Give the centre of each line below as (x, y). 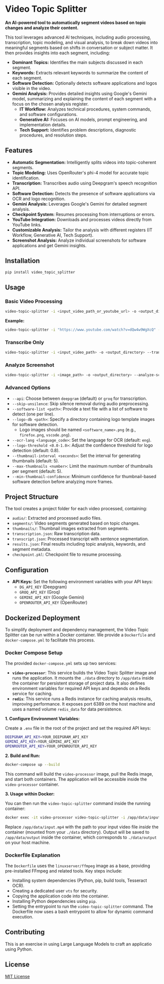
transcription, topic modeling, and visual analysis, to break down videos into (82, 42)
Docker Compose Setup (34, 653)
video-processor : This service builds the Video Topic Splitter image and (84, 673)
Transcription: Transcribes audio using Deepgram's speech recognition (84, 183)
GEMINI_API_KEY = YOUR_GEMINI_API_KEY (42, 742)
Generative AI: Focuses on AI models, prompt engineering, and (83, 119)
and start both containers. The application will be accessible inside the (76, 779)
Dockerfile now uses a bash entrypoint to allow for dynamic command (83, 912)
